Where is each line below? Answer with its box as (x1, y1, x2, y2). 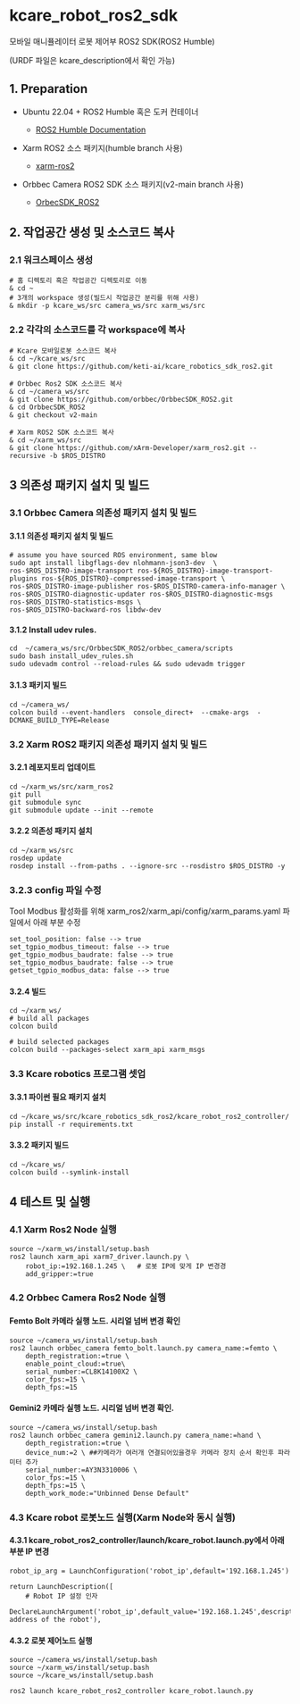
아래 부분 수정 (32, 917, 81, 928)
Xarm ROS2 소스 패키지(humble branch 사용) (21, 142, 183, 153)
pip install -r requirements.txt (9, 1120, 134, 1129)
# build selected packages (9, 1038, 110, 1047)
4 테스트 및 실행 (9, 1194, 91, 1210)
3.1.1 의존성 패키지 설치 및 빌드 (9, 530, 113, 541)
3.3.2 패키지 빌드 (9, 1140, 70, 1150)
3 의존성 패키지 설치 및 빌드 (9, 478, 150, 493)
